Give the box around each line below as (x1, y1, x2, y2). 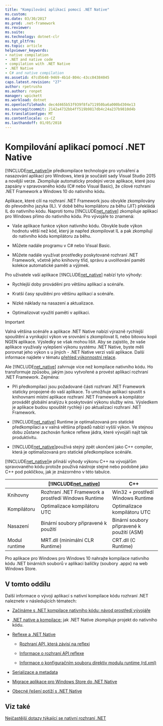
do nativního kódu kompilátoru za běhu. (12, 233, 91, 239)
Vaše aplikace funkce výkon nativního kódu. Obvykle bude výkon (12, 223, 143, 229)
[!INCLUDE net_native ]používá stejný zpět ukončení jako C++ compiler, (12, 444, 153, 450)
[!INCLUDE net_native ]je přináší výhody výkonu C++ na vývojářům (5, 459, 137, 464)
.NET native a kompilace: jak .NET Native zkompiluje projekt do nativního (12, 617, 158, 623)
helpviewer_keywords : (5, 48, 49, 53)
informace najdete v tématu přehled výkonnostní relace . (5, 354, 117, 361)
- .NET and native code (5, 57, 53, 62)
